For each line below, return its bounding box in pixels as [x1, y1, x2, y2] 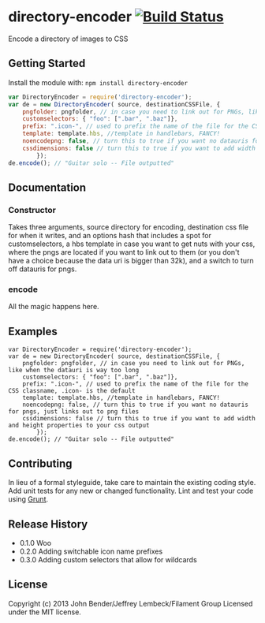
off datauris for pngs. [8, 264, 77, 274]
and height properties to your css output [8, 422, 150, 430]
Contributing [8, 457, 73, 470]
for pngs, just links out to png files [8, 408, 140, 416]
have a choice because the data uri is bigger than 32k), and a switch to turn [8, 256, 254, 266]
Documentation [8, 181, 87, 194]
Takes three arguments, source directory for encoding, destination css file [8, 222, 249, 232]
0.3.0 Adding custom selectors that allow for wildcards [19, 554, 197, 564]
